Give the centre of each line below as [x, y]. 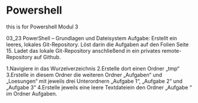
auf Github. [47, 57]
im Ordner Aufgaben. [32, 94]
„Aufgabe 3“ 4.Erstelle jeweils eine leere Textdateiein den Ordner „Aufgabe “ [99, 87]
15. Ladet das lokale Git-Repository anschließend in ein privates [83, 50]
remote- [172, 50]
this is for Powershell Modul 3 [42, 27]
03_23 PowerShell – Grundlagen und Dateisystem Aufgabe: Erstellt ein [92, 38]
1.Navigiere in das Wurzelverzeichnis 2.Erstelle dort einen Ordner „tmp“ [93, 68]
